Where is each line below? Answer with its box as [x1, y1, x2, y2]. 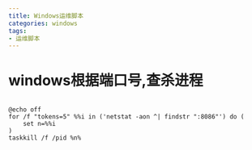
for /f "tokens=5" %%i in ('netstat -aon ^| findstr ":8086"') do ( [8, 113, 245, 121]
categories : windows [8, 19, 79, 27]
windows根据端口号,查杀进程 [8, 72, 204, 90]
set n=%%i [23, 120, 57, 128]
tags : [8, 27, 27, 35]
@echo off [8, 106, 42, 114]
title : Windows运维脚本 [8, 11, 83, 20]
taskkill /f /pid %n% [8, 134, 82, 142]
